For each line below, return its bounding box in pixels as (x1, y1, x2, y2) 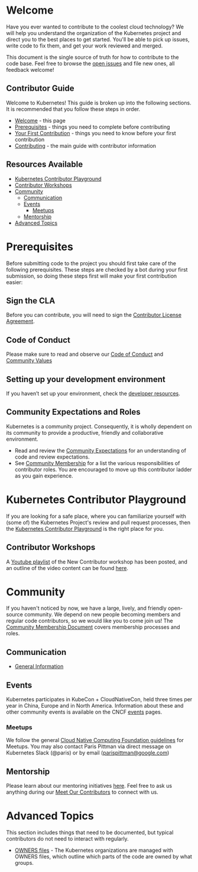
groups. (14, 860, 34, 867)
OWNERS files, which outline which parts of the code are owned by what (14, 853, 192, 860)
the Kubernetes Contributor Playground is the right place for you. (6, 525, 164, 532)
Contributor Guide (6, 84, 74, 94)
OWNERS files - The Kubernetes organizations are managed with (14, 846, 173, 854)
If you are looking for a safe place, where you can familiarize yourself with (6, 513, 186, 520)
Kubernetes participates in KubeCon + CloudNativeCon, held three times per (6, 696, 193, 703)
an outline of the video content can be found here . (6, 564, 129, 571)
